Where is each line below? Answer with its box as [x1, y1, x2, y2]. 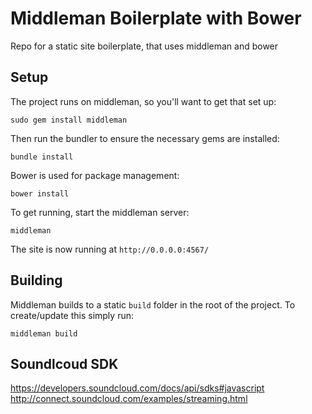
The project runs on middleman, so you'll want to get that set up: [10, 95, 277, 107]
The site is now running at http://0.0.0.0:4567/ [10, 243, 210, 255]
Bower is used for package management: [10, 169, 180, 181]
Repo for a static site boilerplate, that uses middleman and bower [10, 40, 279, 52]
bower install [10, 188, 70, 199]
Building [10, 272, 63, 289]
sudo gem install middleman [10, 115, 128, 125]
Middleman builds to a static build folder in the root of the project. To [10, 298, 296, 311]
